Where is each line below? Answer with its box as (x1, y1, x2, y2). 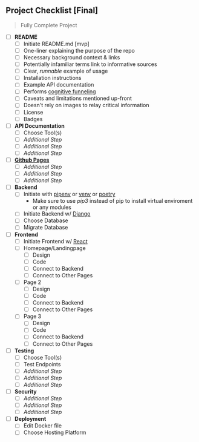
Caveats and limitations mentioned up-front (23, 94, 132, 102)
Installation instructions (23, 74, 82, 82)
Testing (14, 347, 34, 354)
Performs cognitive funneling (23, 88, 96, 95)
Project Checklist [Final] (5, 5, 99, 16)
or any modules (32, 203, 72, 211)
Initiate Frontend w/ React (23, 237, 88, 245)
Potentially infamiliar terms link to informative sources (23, 61, 158, 68)
